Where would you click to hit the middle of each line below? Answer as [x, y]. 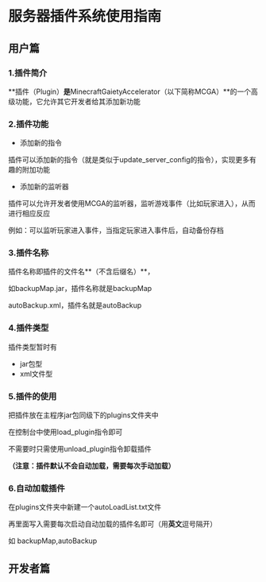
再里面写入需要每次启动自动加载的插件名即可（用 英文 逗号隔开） [112, 524]
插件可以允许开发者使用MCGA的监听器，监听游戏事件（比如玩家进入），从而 [132, 204]
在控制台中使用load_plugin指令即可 [66, 432]
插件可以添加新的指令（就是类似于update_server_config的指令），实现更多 [129, 160]
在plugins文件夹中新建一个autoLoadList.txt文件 [85, 507]
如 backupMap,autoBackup [53, 541]
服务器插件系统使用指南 [85, 16]
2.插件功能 [29, 124]
